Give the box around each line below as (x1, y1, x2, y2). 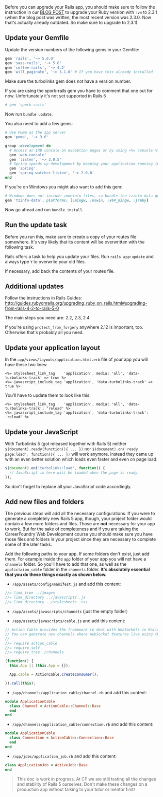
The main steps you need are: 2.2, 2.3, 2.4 (5, 315, 90, 321)
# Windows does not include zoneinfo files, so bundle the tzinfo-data (5, 193, 153, 198)
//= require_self (5, 645, 40, 650)
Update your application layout (5, 343, 100, 352)
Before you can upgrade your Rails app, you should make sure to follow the (5, 4, 155, 10)
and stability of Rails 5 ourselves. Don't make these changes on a (16, 781, 148, 787)
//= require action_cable (5, 641, 57, 646)
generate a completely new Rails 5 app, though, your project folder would (5, 516, 152, 521)
